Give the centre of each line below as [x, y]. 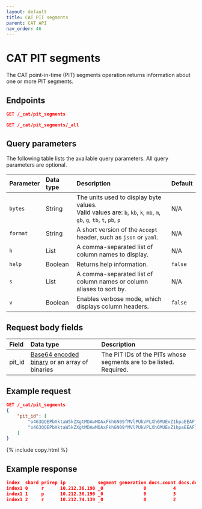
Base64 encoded [55, 354]
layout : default [26, 12]
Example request [38, 391]
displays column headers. [113, 306]
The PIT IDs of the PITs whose [144, 354]
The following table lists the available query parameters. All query [87, 158]
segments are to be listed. [138, 362]
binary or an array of [59, 362]
